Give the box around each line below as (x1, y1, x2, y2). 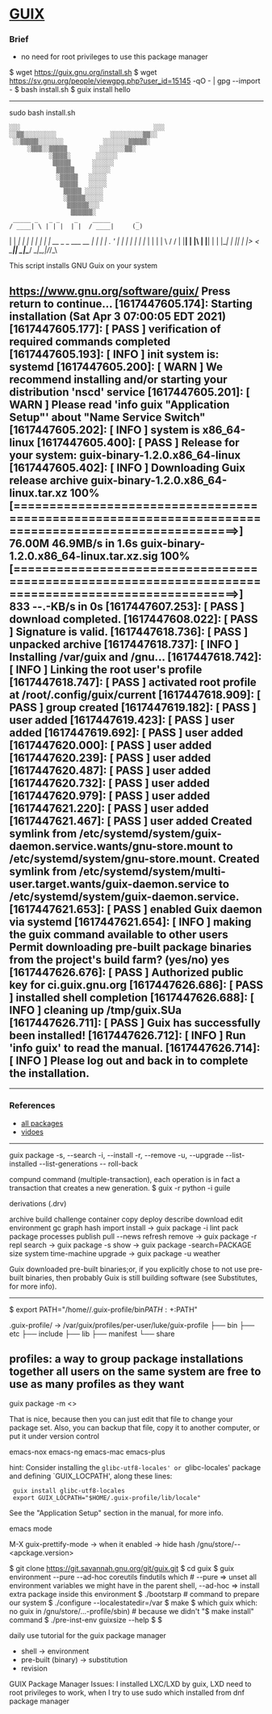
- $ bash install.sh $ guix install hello (9, 85, 132, 94)
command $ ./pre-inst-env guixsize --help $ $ (9, 1616, 163, 1625)
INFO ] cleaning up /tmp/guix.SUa (9, 1003, 182, 1017)
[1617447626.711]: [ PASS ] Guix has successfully (9, 1016, 261, 1029)
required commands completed (9, 334, 171, 348)
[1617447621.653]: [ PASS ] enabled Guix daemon (9, 902, 263, 916)
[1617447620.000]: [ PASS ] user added (9, 738, 212, 752)
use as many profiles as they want (9, 1377, 185, 1391)
